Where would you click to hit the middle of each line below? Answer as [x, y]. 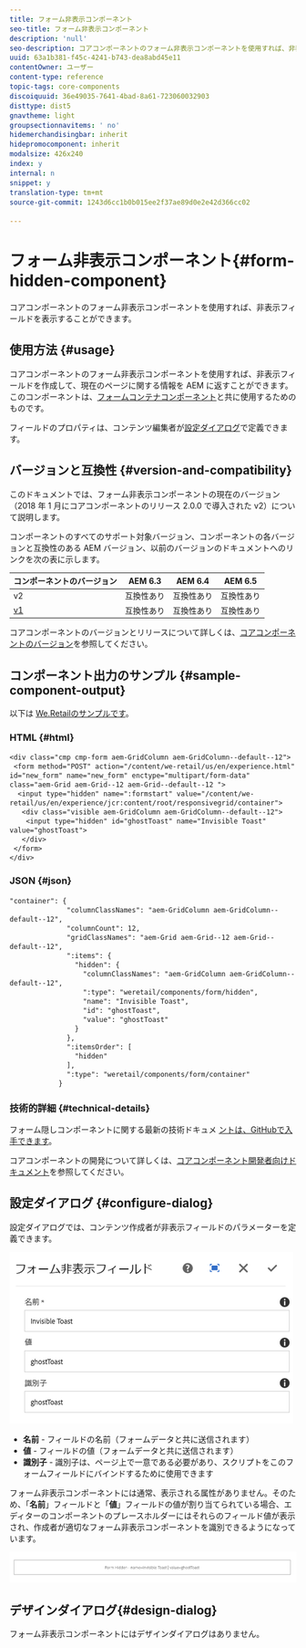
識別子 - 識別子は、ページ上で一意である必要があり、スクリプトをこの [154, 1462]
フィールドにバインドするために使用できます [130, 1473]
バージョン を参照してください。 [93, 644]
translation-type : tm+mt [56, 193]
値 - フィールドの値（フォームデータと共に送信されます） [130, 1450]
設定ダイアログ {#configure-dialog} [112, 1203]
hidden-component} [88, 281]
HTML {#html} [42, 737]
